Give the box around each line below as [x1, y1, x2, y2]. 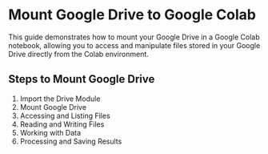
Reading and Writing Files [19, 119, 105, 129]
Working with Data [19, 128, 82, 137]
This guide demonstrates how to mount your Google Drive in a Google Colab [8, 32, 260, 42]
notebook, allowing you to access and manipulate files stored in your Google [8, 40, 261, 50]
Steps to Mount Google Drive [8, 72, 155, 86]
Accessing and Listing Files [19, 111, 110, 120]
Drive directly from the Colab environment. [8, 49, 150, 59]
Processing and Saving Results [19, 136, 122, 146]
